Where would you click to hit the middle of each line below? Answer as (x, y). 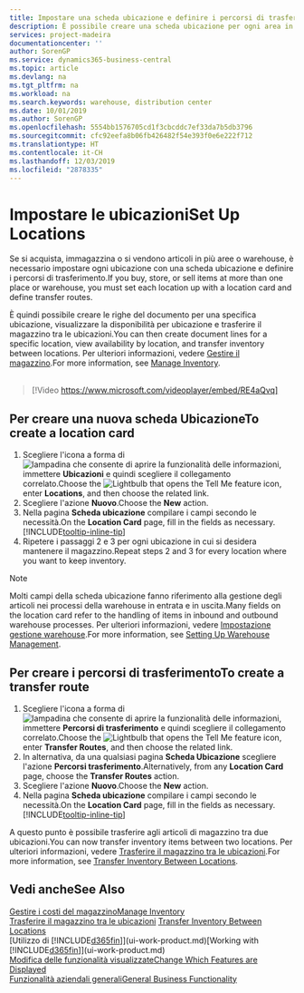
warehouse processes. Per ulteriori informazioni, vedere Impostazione (140, 625)
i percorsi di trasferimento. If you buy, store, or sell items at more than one (146, 278)
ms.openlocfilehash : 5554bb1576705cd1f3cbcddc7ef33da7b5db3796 (131, 128)
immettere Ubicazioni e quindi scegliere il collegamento (127, 474)
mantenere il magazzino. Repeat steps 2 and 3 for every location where (154, 551)
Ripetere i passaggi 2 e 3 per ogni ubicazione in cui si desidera (139, 541)
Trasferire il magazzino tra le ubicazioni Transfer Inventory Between (136, 920)
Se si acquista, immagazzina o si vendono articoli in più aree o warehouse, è (152, 258)
